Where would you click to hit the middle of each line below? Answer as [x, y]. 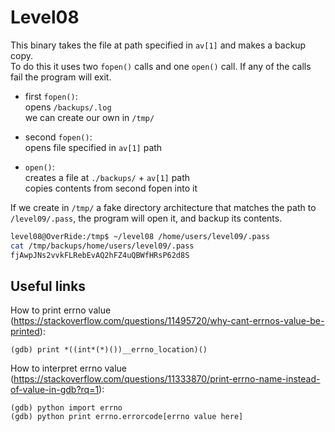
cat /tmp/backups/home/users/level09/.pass [102, 246]
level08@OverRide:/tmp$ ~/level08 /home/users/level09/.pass [140, 236]
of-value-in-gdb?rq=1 [55, 390]
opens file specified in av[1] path [93, 147]
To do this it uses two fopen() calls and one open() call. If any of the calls [161, 66]
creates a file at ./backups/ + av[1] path [107, 177]
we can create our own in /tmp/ [89, 117]
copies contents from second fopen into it [111, 188]
